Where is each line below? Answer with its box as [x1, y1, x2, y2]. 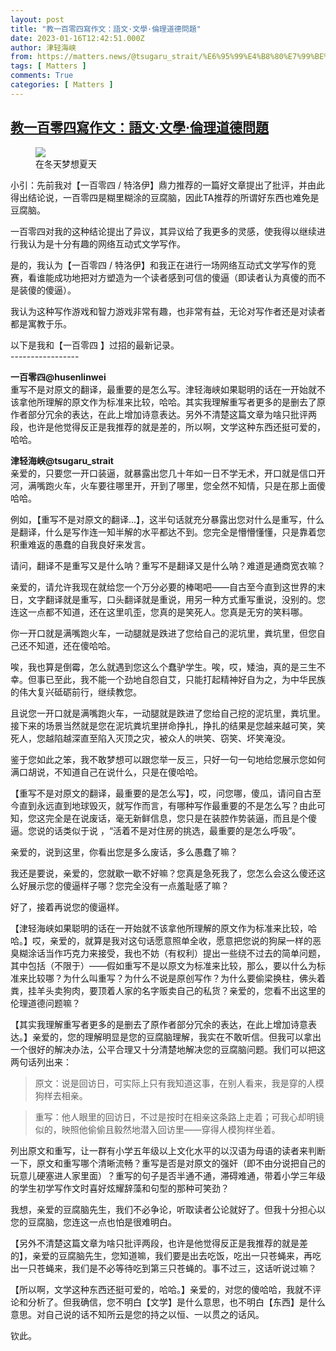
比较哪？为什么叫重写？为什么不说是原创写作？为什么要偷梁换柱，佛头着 [27, 972, 326, 984]
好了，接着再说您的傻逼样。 [10, 901, 125, 913]
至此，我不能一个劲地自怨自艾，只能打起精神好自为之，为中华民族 [53, 673, 326, 685]
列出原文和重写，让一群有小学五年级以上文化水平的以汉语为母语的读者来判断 [10, 1144, 326, 1156]
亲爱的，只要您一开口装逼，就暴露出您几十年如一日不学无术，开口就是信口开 [10, 467, 326, 479]
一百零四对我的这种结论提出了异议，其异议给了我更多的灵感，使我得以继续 [10, 225, 317, 237]
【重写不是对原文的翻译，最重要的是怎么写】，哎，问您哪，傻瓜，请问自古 [10, 787, 313, 799]
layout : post [10, 14, 65, 25]
